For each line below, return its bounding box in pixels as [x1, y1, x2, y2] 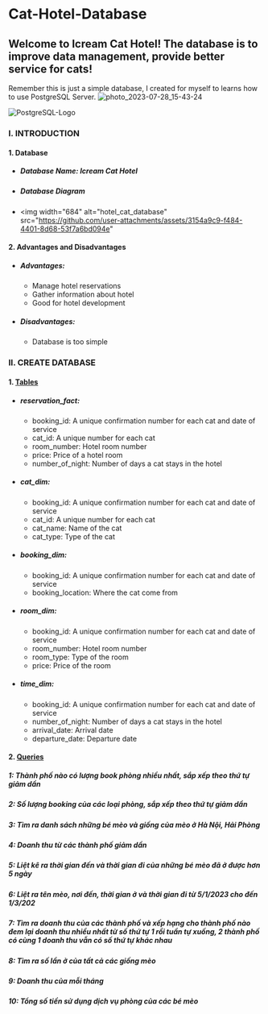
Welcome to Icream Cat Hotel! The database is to [8, 37, 258, 51]
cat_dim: [19, 477, 51, 487]
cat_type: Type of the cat [31, 531, 115, 541]
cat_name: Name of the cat [31, 523, 122, 533]
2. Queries [8, 752, 44, 762]
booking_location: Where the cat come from [31, 588, 179, 597]
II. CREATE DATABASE [8, 357, 97, 368]
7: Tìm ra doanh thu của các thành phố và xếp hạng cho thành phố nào [8, 918, 251, 928]
